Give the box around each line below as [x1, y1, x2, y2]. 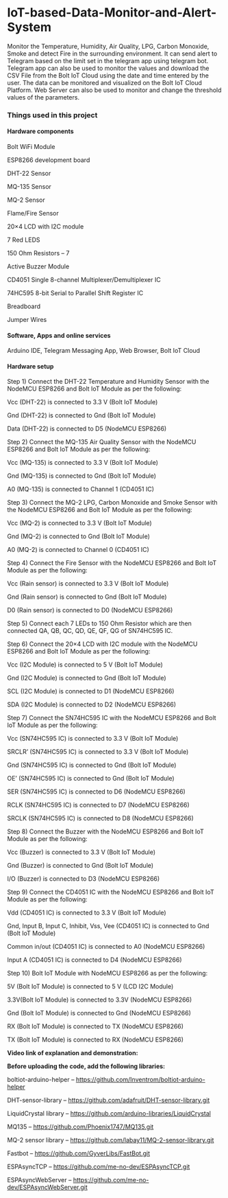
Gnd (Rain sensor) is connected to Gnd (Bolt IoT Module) [7, 592, 167, 601]
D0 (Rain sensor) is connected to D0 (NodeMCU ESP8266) [7, 606, 173, 614]
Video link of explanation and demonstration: [7, 1049, 138, 1057]
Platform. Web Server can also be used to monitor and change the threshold [7, 86, 222, 94]
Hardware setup [7, 362, 54, 370]
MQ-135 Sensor [7, 183, 51, 191]
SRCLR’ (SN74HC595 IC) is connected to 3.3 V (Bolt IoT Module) [7, 748, 189, 756]
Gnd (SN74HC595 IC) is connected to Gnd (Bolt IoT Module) [7, 761, 177, 770]
